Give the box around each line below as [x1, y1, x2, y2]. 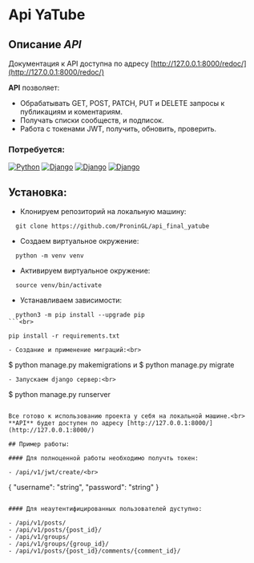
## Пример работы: [8, 440, 70, 448]
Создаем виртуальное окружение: [19, 237, 139, 246]
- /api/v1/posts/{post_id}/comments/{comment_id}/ [8, 547, 181, 555]
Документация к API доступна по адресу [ [8, 59, 154, 68]
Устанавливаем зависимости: [19, 295, 123, 306]
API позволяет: [8, 83, 60, 92]
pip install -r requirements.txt [8, 332, 120, 340]
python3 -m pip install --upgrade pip [15, 311, 146, 319]
